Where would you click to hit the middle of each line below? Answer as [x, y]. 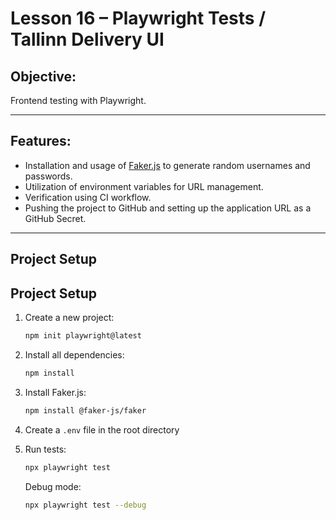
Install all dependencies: [74, 354]
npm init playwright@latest [83, 336]
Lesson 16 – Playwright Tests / [138, 18]
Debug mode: [53, 486]
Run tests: [45, 449]
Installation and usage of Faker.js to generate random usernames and [167, 165]
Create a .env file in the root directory [102, 429]
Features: [41, 141]
